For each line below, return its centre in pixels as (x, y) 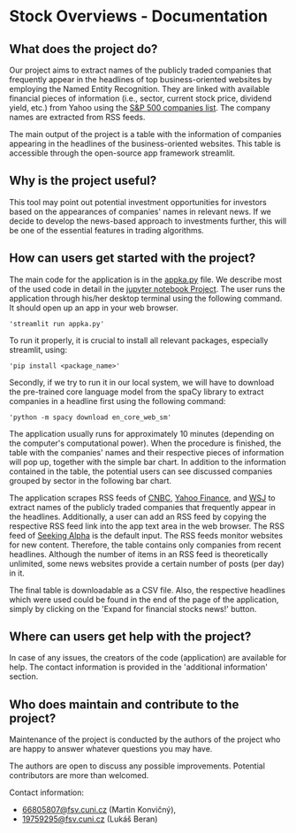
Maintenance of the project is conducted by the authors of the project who (145, 739)
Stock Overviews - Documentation (138, 16)
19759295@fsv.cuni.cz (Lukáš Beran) (90, 819)
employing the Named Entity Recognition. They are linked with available (140, 89)
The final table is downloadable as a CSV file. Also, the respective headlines (147, 590)
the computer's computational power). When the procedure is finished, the (145, 443)
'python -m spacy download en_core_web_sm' (91, 417)
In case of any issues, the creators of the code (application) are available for (148, 658)
